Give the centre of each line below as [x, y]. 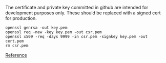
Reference [16, 55]
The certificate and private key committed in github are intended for [77, 7]
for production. [21, 18]
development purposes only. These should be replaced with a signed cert [83, 13]
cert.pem [15, 41]
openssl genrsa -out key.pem [36, 28]
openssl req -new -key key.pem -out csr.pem [54, 32]
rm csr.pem [17, 46]
